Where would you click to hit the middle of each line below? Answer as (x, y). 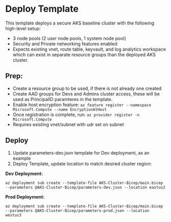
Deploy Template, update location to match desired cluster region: (82, 163)
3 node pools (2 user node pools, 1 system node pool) (69, 38)
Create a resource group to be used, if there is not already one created (87, 88)
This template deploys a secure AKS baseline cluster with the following (80, 23)
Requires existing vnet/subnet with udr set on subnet (68, 124)
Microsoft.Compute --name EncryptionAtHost (60, 109)
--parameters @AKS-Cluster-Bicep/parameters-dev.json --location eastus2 (86, 187)
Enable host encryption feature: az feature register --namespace (82, 105)
